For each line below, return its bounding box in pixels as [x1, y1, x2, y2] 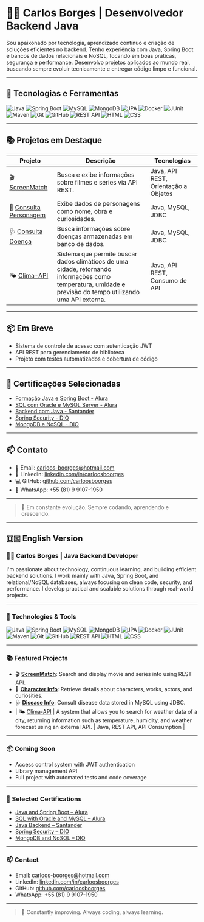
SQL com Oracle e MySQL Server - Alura [15, 401, 117, 409]
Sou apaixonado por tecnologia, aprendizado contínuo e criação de [6, 39, 175, 46]
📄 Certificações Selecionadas [6, 378, 121, 389]
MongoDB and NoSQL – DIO [15, 834, 86, 842]
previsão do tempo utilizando [56, 287, 140, 296]
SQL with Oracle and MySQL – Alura [15, 815, 106, 822]
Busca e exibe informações [56, 171, 135, 179]
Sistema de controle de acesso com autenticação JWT [15, 342, 152, 350]
